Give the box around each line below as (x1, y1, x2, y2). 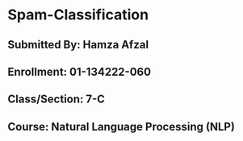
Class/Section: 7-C (7, 93, 106, 106)
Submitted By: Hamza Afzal (7, 38, 149, 52)
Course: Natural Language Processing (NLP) (7, 119, 236, 134)
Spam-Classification (7, 6, 149, 24)
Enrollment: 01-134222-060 (7, 64, 151, 78)
